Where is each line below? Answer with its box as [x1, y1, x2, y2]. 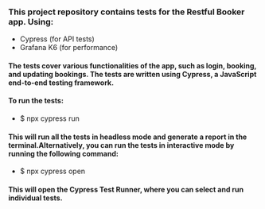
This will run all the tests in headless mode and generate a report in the [8, 132, 247, 141]
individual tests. [8, 193, 63, 203]
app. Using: [8, 16, 54, 27]
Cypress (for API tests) [19, 34, 95, 44]
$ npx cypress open [19, 166, 86, 176]
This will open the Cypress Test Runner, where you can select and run [8, 184, 244, 194]
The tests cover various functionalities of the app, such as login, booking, [8, 60, 257, 70]
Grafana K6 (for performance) [19, 43, 119, 52]
